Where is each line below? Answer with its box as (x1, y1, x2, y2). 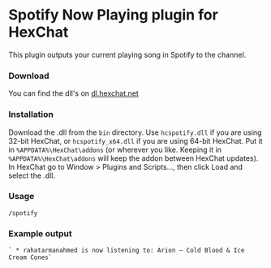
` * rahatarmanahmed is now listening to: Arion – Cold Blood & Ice (8, 246, 245, 255)
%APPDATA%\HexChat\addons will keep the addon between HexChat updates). (8, 153, 259, 163)
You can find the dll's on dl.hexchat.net (8, 89, 140, 98)
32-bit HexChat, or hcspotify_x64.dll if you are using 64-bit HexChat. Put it (8, 136, 263, 145)
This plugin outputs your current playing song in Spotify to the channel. (8, 50, 247, 59)
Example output (8, 227, 72, 239)
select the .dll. (8, 171, 55, 180)
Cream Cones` (8, 253, 53, 262)
